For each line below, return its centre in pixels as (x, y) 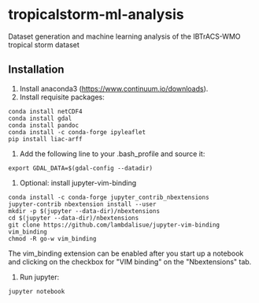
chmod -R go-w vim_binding (52, 238)
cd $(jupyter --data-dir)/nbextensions (74, 218)
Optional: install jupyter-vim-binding (78, 182)
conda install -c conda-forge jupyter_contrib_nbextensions (109, 197)
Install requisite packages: (62, 97)
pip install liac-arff (45, 139)
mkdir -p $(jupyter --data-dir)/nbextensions (84, 211)
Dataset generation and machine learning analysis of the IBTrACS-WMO (124, 36)
